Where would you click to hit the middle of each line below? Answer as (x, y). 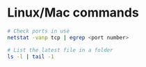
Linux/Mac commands (73, 13)
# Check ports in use (39, 31)
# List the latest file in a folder (60, 50)
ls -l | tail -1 (31, 57)
